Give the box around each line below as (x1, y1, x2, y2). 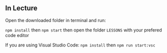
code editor (5, 32, 29, 38)
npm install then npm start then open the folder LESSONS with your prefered (5, 27, 162, 33)
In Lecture (5, 4, 38, 12)
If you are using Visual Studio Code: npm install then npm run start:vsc (5, 42, 155, 48)
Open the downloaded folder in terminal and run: (5, 17, 106, 23)
